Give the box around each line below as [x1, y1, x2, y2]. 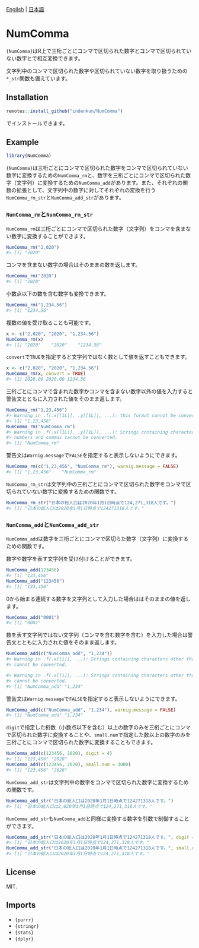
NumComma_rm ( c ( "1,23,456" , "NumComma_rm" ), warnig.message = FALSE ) [6, 463, 179, 470]
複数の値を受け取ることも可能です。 [6, 319, 94, 326]
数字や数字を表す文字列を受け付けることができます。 [6, 555, 136, 563]
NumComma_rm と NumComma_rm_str [6, 210, 94, 219]
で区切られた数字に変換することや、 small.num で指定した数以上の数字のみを [6, 731, 191, 738]
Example [6, 137, 39, 147]
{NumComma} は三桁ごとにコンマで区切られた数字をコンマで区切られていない [6, 165, 188, 172]
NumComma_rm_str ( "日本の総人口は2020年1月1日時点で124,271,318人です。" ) [6, 500, 176, 505]
